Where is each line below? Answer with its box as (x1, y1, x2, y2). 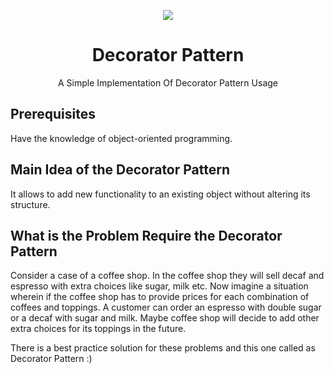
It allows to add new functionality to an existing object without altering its (10, 188, 311, 200)
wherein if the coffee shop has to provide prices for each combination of (10, 291, 310, 303)
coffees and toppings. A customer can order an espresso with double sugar (10, 301, 322, 314)
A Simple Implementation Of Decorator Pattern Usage (58, 76, 278, 89)
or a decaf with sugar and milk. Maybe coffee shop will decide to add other (10, 312, 320, 324)
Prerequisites (10, 106, 96, 123)
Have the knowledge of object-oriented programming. (10, 132, 233, 144)
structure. (10, 198, 51, 210)
